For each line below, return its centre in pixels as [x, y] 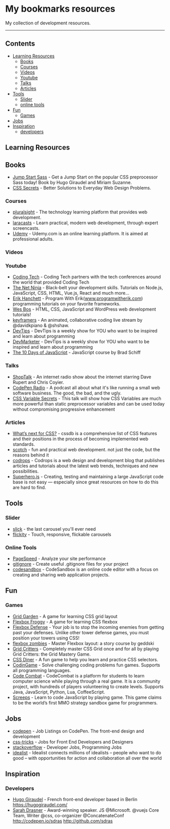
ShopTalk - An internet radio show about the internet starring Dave [82, 377]
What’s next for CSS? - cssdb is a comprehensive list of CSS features [85, 434]
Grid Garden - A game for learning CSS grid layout [65, 616]
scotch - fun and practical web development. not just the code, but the [86, 450]
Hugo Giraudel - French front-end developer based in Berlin [75, 800]
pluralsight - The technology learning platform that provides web [80, 212]
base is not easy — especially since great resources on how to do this [86, 482]
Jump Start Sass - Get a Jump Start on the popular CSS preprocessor [85, 177]
